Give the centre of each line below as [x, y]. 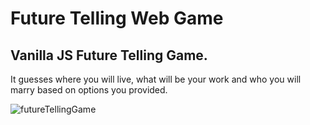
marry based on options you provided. [89, 90]
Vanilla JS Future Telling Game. [109, 55]
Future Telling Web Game [117, 18]
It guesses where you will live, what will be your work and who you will [156, 79]
